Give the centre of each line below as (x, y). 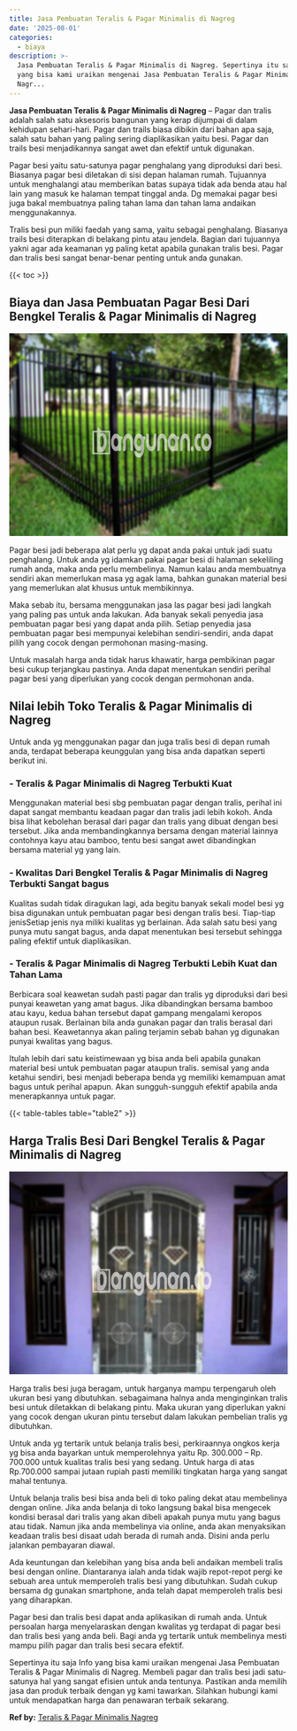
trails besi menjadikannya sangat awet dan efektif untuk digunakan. (132, 148)
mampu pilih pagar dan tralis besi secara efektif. (97, 1646)
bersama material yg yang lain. (65, 850)
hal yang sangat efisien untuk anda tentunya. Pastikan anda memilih (163, 1681)
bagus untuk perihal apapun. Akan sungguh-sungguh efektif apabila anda (144, 1086)
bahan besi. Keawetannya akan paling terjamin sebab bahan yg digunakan (145, 1031)
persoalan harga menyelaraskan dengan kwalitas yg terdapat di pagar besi (145, 1626)
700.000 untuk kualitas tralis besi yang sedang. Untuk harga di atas (132, 1463)
